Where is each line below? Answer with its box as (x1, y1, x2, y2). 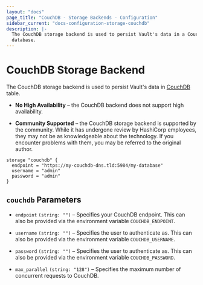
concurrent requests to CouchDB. (14, 272, 99, 279)
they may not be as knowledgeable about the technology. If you (14, 132, 174, 139)
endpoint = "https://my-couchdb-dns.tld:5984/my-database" (11, 162, 164, 169)
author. (14, 145, 33, 152)
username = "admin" (11, 167, 61, 173)
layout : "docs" (6, 8, 45, 15)
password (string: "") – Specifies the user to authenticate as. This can (14, 247, 192, 255)
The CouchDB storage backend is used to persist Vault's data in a (11, 32, 185, 38)
